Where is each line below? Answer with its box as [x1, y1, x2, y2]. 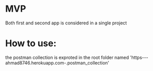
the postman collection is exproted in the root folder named [5, 54, 129, 60]
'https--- [130, 54, 148, 60]
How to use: [5, 38, 57, 49]
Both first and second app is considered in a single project [5, 20, 127, 26]
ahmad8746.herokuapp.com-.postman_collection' [5, 59, 109, 66]
